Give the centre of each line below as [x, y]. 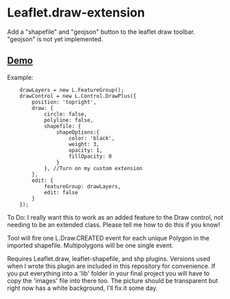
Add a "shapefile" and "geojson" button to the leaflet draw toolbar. [101, 32]
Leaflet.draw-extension [76, 13]
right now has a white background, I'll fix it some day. [82, 288]
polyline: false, [69, 120]
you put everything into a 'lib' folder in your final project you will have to [108, 273]
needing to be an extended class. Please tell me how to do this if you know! [114, 225]
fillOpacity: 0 [90, 156]
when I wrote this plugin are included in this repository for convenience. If [111, 266]
